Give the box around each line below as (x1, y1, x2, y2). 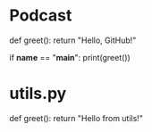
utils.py (9, 84, 67, 103)
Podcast (9, 5, 72, 26)
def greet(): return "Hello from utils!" (9, 112, 143, 123)
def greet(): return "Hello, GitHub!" (9, 35, 137, 45)
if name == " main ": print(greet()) (9, 52, 131, 62)
